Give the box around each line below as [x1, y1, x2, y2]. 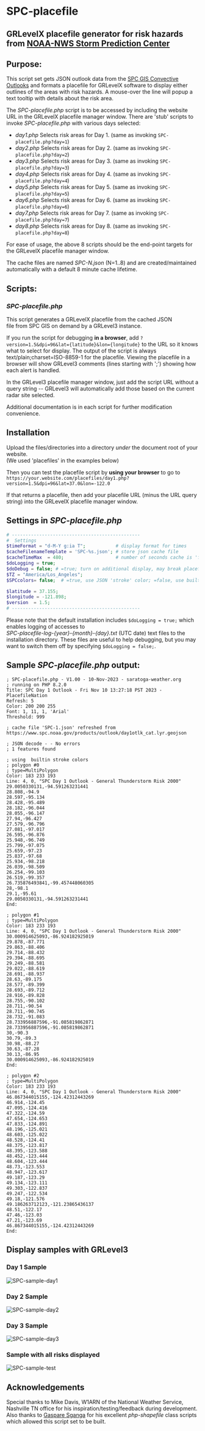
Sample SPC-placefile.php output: [6, 660, 140, 671]
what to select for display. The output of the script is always [6, 347, 157, 354]
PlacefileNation [6, 692, 48, 698]
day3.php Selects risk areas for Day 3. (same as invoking [15, 157, 159, 165]
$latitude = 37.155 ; [6, 588, 59, 594]
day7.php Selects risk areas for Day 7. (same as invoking [15, 209, 157, 217]
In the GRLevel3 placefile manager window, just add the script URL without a [6, 378, 199, 386]
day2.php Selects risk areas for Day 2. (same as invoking [15, 144, 159, 152]
